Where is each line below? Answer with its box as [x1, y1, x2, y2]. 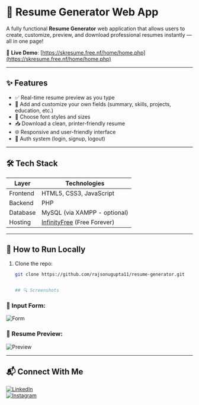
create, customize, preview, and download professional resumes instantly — [6, 31, 192, 38]
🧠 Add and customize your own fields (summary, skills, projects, [14, 100, 172, 107]
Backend [9, 199, 34, 207]
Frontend [9, 189, 34, 197]
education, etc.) [14, 107, 54, 114]
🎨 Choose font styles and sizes [14, 113, 91, 120]
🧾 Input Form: [6, 302, 46, 310]
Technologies [65, 179, 105, 187]
